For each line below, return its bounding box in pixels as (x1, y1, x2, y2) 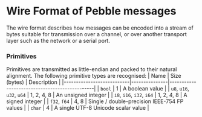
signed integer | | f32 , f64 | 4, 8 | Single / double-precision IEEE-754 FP (6, 98, 184, 105)
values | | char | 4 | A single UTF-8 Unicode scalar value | (6, 104, 149, 112)
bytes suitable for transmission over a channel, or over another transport (6, 30, 187, 37)
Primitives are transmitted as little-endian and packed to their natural (6, 66, 177, 73)
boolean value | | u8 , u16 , (128, 85, 189, 92)
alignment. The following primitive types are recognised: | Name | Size (6, 72, 181, 80)
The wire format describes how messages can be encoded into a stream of (6, 24, 194, 31)
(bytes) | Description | (6, 78, 61, 86)
